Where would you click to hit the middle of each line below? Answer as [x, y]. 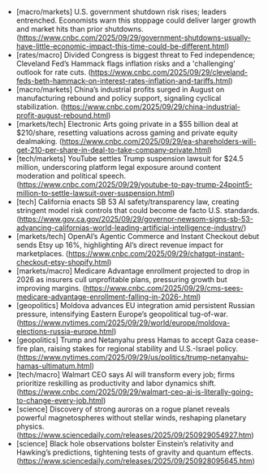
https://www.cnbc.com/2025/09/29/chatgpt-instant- [156, 254]
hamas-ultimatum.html [54, 366]
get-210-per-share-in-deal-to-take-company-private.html [112, 150]
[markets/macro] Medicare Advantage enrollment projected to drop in [133, 271]
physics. [30, 426]
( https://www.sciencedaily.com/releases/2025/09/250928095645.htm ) [136, 461]
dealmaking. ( [39, 141]
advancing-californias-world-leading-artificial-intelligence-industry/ [130, 228]
